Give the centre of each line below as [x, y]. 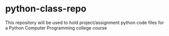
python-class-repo [46, 9]
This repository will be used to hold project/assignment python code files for [85, 22]
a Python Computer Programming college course [56, 27]
